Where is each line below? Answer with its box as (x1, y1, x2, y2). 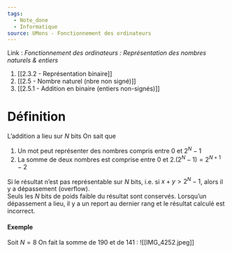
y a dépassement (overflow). (7, 185, 90, 193)
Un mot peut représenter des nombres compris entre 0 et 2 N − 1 (17, 146, 202, 155)
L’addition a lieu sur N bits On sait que (7, 132, 117, 140)
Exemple (7, 222, 34, 231)
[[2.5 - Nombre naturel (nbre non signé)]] (17, 77, 136, 86)
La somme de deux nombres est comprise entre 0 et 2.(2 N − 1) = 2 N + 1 (17, 154, 222, 164)
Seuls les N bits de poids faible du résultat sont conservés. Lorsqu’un (7, 192, 207, 201)
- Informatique (13, 23, 58, 30)
